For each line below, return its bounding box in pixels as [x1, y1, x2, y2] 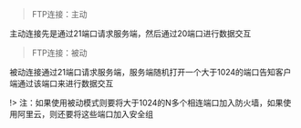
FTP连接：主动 [31, 9, 88, 19]
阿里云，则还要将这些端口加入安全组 [16, 109, 153, 119]
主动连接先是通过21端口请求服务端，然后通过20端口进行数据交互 [9, 28, 252, 39]
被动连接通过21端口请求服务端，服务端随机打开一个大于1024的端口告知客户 [9, 67, 292, 77]
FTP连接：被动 [31, 47, 88, 58]
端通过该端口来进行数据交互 [9, 78, 114, 89]
